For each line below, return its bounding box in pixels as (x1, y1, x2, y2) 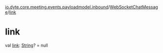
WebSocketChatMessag (109, 4, 158, 10)
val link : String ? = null (5, 42, 48, 48)
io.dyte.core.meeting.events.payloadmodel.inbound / (5, 4, 110, 10)
